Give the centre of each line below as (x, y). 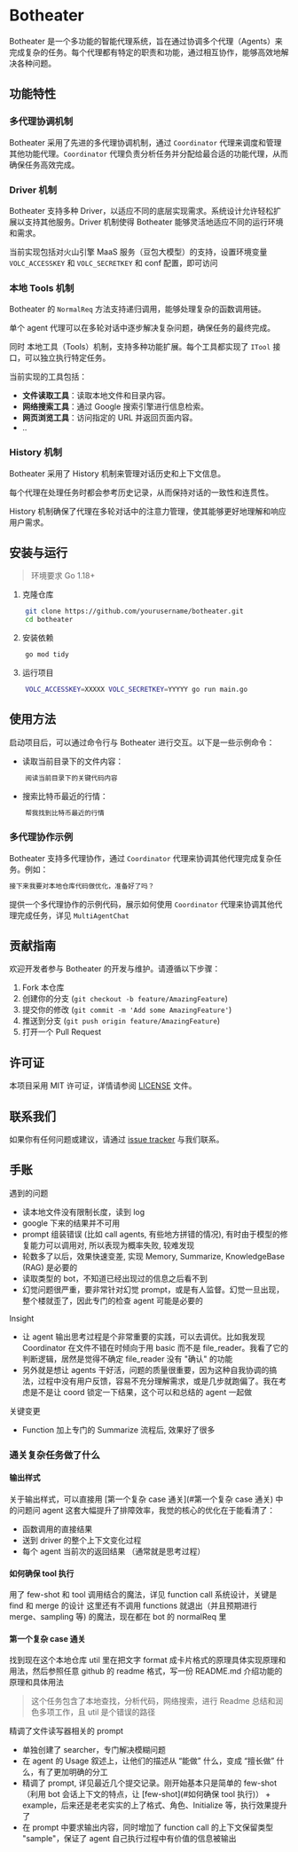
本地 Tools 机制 (42, 287)
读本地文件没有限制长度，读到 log (83, 1212)
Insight (22, 1318)
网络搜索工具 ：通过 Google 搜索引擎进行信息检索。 (115, 407)
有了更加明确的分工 (73, 1772)
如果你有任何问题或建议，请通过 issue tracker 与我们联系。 (117, 1139)
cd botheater (49, 620)
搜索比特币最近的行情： (65, 796)
